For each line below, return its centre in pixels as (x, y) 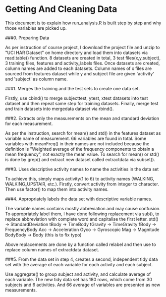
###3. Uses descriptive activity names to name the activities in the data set (82, 169)
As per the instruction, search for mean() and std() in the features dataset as (83, 133)
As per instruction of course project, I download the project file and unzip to (83, 47)
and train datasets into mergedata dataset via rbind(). (59, 109)
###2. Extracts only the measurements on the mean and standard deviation (82, 118)
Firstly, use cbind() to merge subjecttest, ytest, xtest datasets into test (77, 98)
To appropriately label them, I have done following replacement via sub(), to (82, 214)
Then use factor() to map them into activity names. (57, 189)
